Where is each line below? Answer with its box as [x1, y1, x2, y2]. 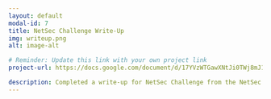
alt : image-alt [8, 42, 60, 50]
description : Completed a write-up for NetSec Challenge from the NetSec [8, 78, 262, 86]
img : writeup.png [8, 34, 67, 43]
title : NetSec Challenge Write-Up [8, 27, 125, 35]
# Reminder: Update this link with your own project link [8, 56, 207, 64]
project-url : [8, 64, 52, 72]
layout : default [8, 11, 63, 20]
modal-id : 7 [8, 19, 48, 27]
